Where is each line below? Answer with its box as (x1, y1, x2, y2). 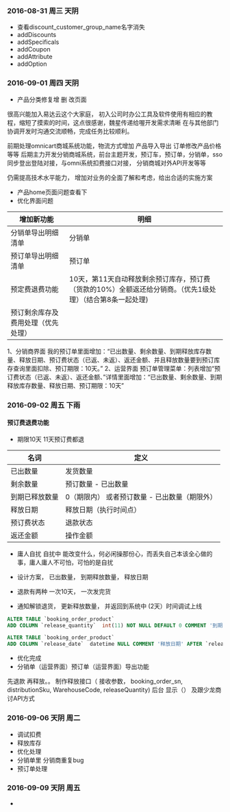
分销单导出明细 (10, 228, 60, 237)
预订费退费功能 (7, 419, 49, 427)
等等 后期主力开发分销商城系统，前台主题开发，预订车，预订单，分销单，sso (7, 150, 223, 159)
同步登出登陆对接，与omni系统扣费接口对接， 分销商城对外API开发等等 (7, 159, 207, 167)
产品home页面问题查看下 (16, 187, 88, 196)
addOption (16, 60, 47, 68)
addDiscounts (16, 31, 57, 39)
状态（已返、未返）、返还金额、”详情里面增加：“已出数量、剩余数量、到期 (18, 373, 222, 381)
